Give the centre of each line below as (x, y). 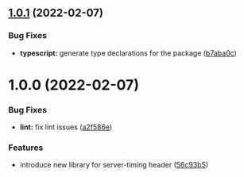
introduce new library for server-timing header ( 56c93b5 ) (114, 165)
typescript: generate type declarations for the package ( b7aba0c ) (128, 53)
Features (26, 148)
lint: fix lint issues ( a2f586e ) (66, 127)
